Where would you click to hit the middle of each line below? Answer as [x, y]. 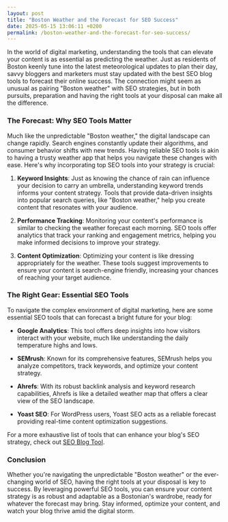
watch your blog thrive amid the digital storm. [71, 511]
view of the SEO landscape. [56, 401]
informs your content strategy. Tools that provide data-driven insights [115, 192]
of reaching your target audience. [64, 277]
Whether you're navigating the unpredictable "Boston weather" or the [105, 475]
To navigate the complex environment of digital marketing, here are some [110, 310]
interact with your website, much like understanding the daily [103, 338]
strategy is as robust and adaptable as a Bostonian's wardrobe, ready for [110, 497]
